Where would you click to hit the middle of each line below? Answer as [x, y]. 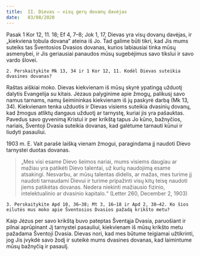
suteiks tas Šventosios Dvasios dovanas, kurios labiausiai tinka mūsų [91, 47]
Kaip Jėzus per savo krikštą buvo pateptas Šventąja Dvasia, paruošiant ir [96, 221]
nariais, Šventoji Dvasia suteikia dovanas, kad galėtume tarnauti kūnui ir [94, 125]
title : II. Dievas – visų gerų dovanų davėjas [67, 12]
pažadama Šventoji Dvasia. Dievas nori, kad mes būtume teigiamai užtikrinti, [100, 233]
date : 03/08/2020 [31, 17]
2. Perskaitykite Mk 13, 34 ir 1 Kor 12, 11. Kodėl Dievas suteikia [93, 71]
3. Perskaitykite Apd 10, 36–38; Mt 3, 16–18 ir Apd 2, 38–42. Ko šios [97, 204]
